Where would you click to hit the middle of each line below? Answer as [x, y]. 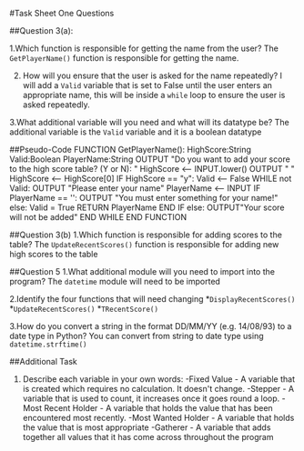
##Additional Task [43, 361]
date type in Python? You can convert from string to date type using [137, 336]
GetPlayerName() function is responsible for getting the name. [124, 58]
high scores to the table [54, 254]
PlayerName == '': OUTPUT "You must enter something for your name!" [144, 198]
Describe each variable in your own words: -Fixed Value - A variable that [159, 379]
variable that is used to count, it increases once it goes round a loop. [151, 398]
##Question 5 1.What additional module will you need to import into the [142, 271]
